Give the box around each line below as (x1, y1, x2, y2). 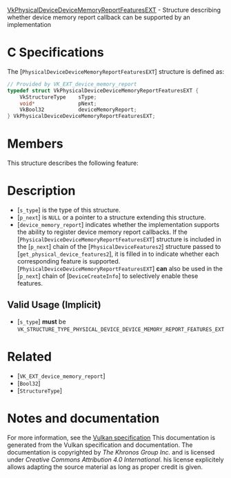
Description (7, 183, 76, 199)
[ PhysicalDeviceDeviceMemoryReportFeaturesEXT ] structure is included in (17, 235, 222, 243)
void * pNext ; (19, 100, 97, 107)
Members (7, 136, 63, 152)
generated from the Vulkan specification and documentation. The (7, 441, 193, 449)
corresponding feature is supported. (17, 257, 121, 266)
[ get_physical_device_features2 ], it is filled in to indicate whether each (17, 250, 219, 258)
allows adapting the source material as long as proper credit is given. (7, 462, 203, 471)
